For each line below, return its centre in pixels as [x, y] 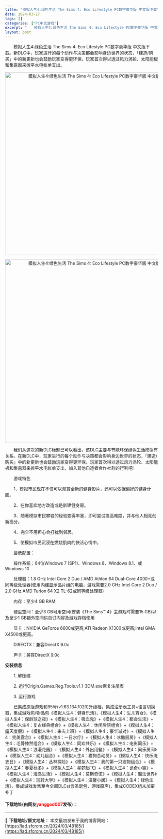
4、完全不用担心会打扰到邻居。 [45, 532]
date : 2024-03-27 [23, 14]
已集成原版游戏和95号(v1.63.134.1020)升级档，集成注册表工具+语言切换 [84, 707]
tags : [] [14, 19]
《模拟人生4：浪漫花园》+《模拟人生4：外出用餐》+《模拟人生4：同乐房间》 [81, 749]
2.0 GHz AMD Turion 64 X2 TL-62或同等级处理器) [55, 591]
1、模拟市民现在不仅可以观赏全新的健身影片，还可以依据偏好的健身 [80, 489]
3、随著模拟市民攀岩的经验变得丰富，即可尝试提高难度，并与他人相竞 [83, 516]
